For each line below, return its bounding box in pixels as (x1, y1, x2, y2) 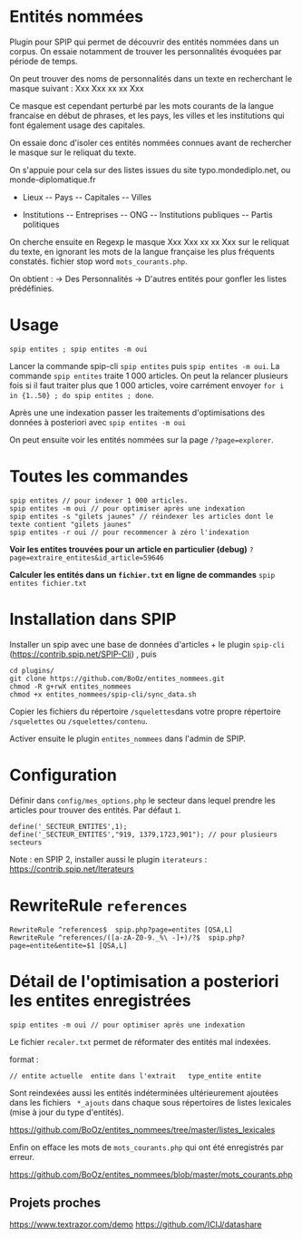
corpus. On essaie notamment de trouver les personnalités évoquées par (9, 45, 282, 56)
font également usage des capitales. (9, 120, 146, 131)
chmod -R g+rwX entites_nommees (9, 682, 132, 691)
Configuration (9, 765, 118, 785)
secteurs (9, 837, 43, 847)
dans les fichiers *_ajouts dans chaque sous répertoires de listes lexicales (9, 1097, 292, 1107)
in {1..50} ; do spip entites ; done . (9, 389, 154, 400)
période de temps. (9, 55, 79, 66)
